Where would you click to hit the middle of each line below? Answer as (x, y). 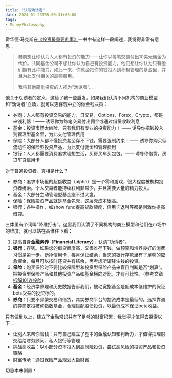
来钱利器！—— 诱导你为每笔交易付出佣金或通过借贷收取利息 (76, 121)
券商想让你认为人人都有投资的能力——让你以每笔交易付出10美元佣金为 (92, 57)
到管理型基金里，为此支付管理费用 (49, 134)
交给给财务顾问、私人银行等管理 (46, 341)
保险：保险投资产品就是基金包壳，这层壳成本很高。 (67, 201)
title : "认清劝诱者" (25, 10)
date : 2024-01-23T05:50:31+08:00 (41, 15)
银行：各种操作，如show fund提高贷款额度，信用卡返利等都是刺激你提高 (89, 207)
